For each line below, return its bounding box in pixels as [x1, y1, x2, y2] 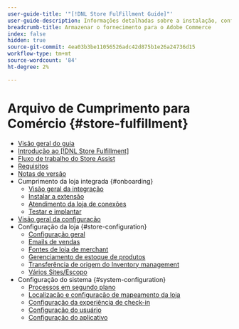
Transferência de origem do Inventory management [28, 260, 180, 268]
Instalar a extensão [28, 192, 85, 200]
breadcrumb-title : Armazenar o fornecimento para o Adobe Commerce [7, 23, 212, 31]
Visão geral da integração [28, 184, 105, 193]
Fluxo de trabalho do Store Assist [17, 154, 116, 162]
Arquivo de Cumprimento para [7, 100, 191, 116]
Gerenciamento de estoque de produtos [28, 252, 146, 261]
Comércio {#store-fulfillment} [7, 115, 188, 132]
